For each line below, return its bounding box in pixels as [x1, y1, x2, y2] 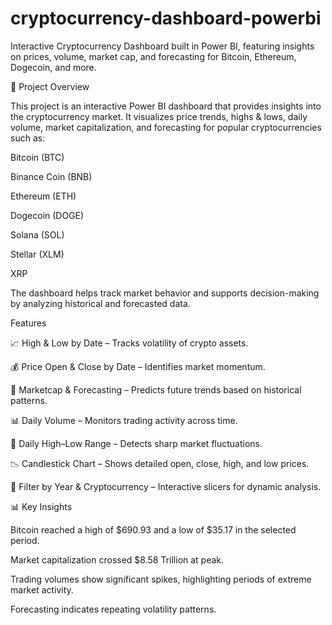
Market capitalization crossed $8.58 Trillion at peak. [10, 553, 225, 566]
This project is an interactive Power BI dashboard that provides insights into [10, 100, 322, 112]
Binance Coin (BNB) [10, 170, 93, 182]
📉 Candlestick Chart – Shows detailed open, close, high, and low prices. [10, 457, 310, 469]
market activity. [10, 583, 74, 596]
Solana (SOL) [10, 228, 65, 241]
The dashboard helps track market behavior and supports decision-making [10, 287, 320, 299]
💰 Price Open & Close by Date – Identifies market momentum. [10, 360, 266, 372]
